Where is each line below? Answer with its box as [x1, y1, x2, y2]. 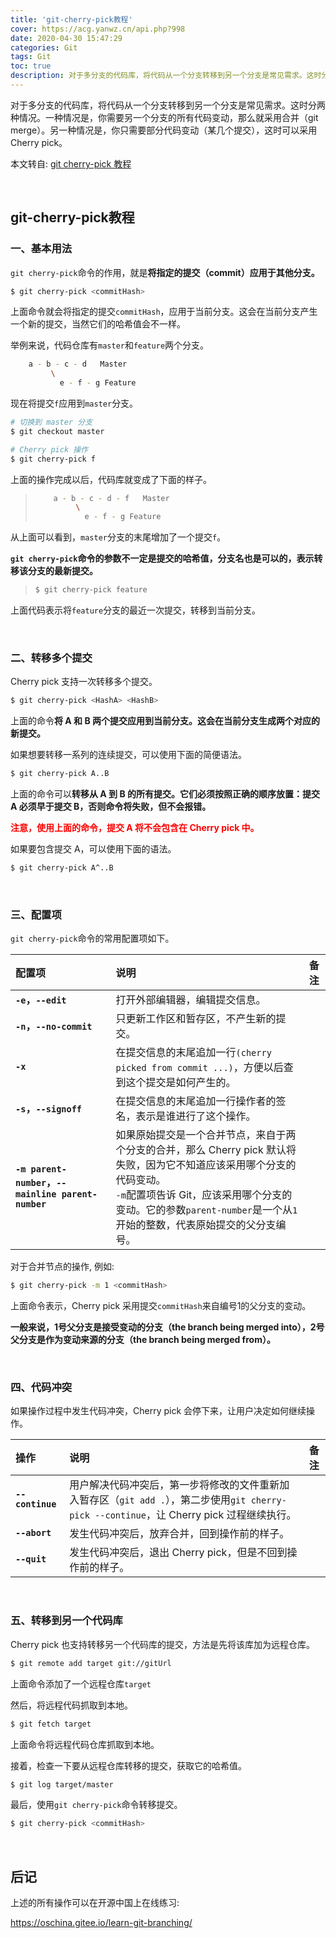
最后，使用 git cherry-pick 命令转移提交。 [10, 1799, 183, 1811]
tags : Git [10, 52, 52, 62]
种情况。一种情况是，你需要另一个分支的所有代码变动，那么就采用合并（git [10, 111, 319, 123]
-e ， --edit [15, 993, 67, 1007]
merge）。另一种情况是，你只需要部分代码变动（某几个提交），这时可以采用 [10, 124, 318, 136]
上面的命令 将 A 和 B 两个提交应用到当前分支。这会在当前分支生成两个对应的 [10, 715, 320, 727]
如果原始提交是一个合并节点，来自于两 [115, 1128, 297, 1142]
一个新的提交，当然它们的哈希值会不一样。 [10, 318, 186, 330]
